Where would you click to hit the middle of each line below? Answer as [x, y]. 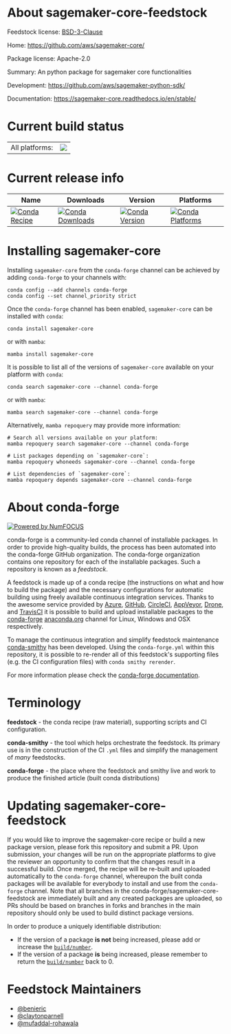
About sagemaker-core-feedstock [107, 13]
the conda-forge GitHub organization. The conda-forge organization [104, 554]
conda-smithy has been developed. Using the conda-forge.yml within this [111, 647]
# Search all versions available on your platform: [82, 438]
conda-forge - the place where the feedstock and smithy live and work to [111, 771]
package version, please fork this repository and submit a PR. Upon [103, 847]
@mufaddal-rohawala [48, 1023]
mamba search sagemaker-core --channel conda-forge [82, 412]
